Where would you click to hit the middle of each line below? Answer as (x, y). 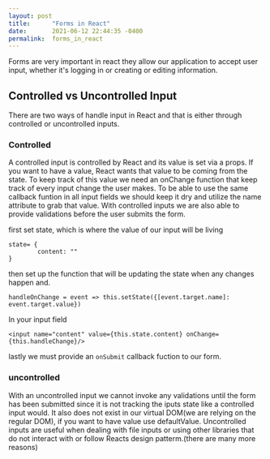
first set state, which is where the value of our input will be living (116, 230)
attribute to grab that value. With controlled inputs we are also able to (124, 206)
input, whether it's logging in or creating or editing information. (113, 71)
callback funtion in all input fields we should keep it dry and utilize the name (135, 197)
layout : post (30, 16)
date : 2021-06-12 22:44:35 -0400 (76, 31)
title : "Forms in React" (60, 24)
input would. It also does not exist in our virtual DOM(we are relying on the (133, 412)
